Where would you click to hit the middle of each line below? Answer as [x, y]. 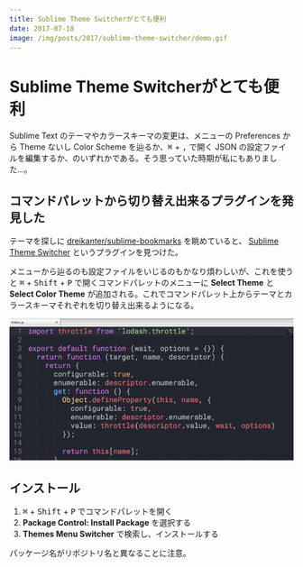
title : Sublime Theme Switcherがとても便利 [88, 19]
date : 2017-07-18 [42, 28]
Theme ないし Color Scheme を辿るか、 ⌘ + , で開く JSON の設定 [141, 147]
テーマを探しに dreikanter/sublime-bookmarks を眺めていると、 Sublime [144, 241]
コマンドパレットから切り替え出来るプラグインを [146, 201]
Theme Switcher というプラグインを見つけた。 [96, 252]
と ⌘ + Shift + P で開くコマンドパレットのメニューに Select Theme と [142, 283]
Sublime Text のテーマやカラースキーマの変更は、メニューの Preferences [145, 136]
